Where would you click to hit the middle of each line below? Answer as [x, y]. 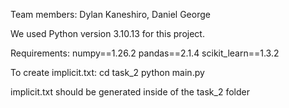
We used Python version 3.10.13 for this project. [107, 33]
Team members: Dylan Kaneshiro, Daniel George [110, 14]
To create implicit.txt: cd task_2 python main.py [107, 72]
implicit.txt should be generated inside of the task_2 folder [130, 92]
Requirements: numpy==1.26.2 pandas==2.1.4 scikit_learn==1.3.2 [145, 53]
